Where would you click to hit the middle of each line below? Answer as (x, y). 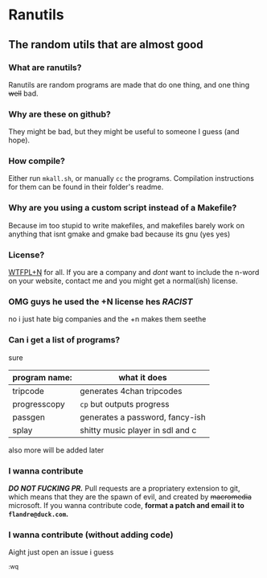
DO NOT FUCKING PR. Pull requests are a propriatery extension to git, (124, 488)
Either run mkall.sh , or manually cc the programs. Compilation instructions (131, 178)
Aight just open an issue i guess (61, 552)
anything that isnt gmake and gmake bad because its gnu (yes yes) (119, 234)
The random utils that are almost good (106, 45)
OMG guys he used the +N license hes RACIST (101, 301)
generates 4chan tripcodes (131, 391)
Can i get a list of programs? (64, 340)
